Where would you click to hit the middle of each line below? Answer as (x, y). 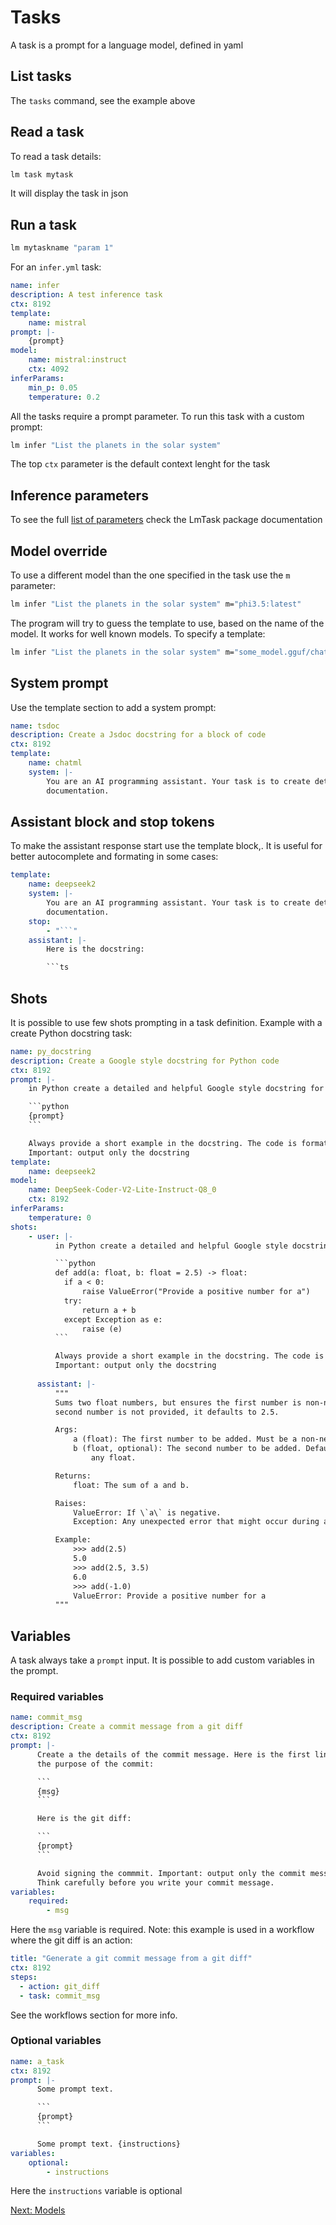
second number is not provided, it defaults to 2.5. (167, 1412)
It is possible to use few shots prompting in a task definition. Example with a (166, 1022)
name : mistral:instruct (78, 360)
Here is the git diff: (84, 1819)
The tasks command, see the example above (103, 100)
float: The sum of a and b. (131, 1485)
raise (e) (102, 1329)
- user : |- (51, 1236)
